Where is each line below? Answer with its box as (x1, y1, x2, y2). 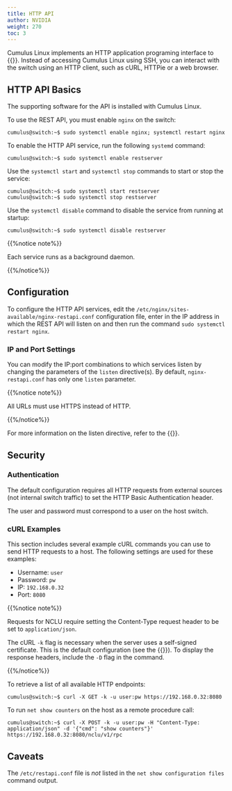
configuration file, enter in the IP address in (96, 312, 220, 320)
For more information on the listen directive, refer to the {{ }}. (7, 429, 180, 437)
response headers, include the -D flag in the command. (7, 653, 165, 661)
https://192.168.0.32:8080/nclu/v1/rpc (7, 732, 123, 739)
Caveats (7, 750, 44, 762)
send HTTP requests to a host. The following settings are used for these (7, 547, 213, 556)
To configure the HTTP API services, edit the (7, 304, 135, 313)
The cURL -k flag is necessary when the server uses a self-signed (7, 639, 197, 647)
